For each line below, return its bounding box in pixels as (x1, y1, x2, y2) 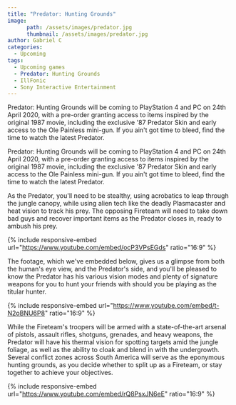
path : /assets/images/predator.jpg (26, 24, 133, 31)
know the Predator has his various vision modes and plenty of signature (7, 272, 219, 281)
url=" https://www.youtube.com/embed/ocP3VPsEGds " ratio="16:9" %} (7, 244, 217, 252)
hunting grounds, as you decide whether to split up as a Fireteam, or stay (7, 361, 222, 369)
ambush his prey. (7, 222, 58, 231)
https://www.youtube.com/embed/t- (113, 301, 220, 310)
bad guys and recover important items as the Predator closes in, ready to (7, 214, 222, 223)
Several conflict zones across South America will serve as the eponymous (7, 353, 225, 361)
